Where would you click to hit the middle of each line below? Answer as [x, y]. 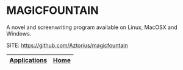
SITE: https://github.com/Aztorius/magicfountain [67, 45]
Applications [28, 60]
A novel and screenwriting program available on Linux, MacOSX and [92, 27]
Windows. [19, 33]
